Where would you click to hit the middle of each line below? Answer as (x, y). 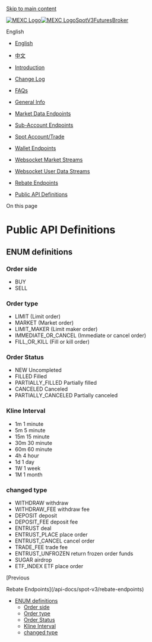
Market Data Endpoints (43, 113)
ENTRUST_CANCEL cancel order (55, 541)
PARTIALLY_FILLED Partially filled (56, 383)
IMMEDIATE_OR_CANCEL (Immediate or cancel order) (80, 335)
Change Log (30, 79)
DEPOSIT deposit (36, 516)
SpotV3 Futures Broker (102, 20)
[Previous (18, 578)
